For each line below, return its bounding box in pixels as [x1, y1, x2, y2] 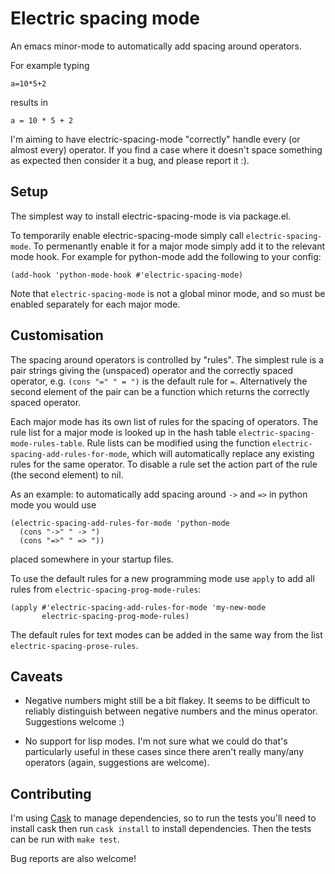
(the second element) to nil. [10, 468, 124, 481]
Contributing [10, 785, 92, 802]
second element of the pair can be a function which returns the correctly [10, 385, 310, 397]
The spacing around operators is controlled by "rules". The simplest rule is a [10, 353, 325, 366]
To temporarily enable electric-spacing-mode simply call [10, 229, 244, 241]
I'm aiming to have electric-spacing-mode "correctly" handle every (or [10, 133, 301, 145]
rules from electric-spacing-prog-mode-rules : [10, 583, 202, 595]
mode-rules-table [10, 438, 83, 449]
